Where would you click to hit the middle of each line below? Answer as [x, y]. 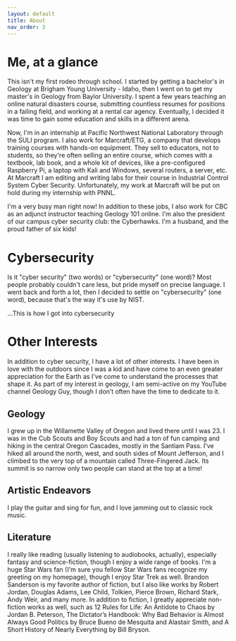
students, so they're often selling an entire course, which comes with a [110, 155]
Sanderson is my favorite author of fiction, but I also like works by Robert [113, 584]
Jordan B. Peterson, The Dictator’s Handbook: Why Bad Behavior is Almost [116, 614]
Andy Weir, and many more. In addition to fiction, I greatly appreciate [107, 599]
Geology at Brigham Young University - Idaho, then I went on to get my [110, 89]
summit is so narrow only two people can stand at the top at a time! [105, 468]
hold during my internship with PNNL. [62, 193]
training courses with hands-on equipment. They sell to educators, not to [113, 148]
